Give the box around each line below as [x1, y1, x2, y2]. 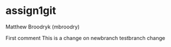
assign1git [5, 4, 57, 17]
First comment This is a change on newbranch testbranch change [5, 34, 166, 41]
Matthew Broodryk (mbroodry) [5, 23, 80, 30]
